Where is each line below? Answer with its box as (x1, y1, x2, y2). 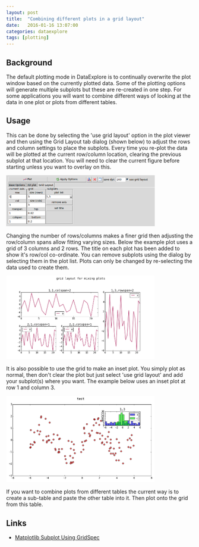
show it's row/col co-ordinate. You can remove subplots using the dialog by (6, 251, 191, 258)
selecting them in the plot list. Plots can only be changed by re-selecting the (6, 257, 192, 264)
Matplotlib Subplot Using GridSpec (14, 533, 100, 541)
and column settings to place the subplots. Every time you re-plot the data (6, 144, 188, 151)
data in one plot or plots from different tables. (6, 98, 118, 105)
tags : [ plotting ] (6, 35, 49, 41)
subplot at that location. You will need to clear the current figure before (6, 157, 180, 164)
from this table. (6, 501, 43, 508)
